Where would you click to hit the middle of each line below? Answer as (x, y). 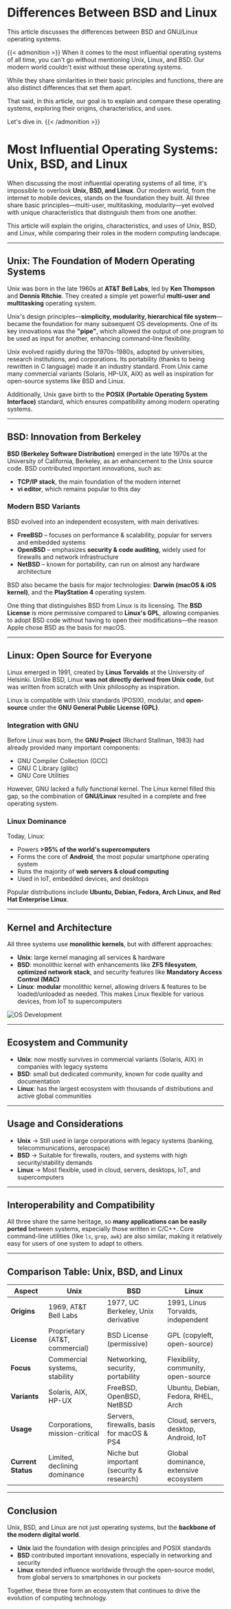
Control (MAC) (38, 979)
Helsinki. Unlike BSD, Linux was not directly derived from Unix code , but (111, 679)
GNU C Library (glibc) (48, 768)
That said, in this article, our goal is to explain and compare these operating (114, 100)
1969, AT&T (67, 1307)
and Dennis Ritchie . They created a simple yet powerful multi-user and (109, 296)
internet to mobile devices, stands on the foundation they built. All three (108, 198)
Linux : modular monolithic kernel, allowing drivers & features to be (112, 987)
